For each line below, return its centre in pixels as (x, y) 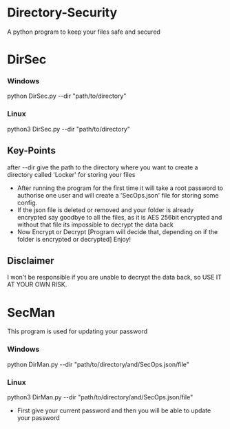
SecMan (31, 312)
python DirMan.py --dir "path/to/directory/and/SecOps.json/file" (98, 364)
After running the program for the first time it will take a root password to (120, 188)
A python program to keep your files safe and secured (84, 32)
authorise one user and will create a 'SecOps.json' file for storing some (118, 195)
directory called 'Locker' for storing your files (71, 174)
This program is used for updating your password (77, 331)
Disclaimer (31, 261)
